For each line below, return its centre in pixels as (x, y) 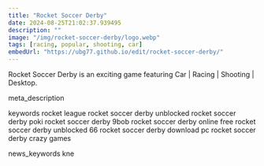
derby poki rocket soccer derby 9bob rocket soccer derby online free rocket (132, 122)
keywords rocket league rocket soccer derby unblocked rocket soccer (122, 113)
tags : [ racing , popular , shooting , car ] (76, 45)
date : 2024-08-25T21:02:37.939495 (65, 23)
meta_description (36, 98)
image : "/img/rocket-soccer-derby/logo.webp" (84, 37)
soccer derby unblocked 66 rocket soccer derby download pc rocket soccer (132, 130)
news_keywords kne (41, 153)
